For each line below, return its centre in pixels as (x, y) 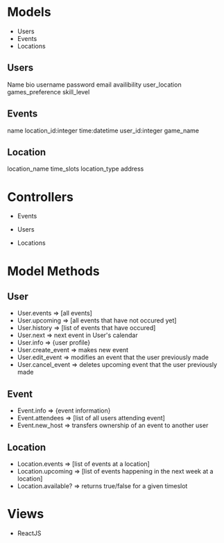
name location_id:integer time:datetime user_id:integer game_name (103, 130)
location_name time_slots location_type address (76, 169)
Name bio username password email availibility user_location (94, 85)
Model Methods (53, 271)
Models (29, 12)
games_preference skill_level (49, 92)
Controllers (41, 197)
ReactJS (29, 533)
